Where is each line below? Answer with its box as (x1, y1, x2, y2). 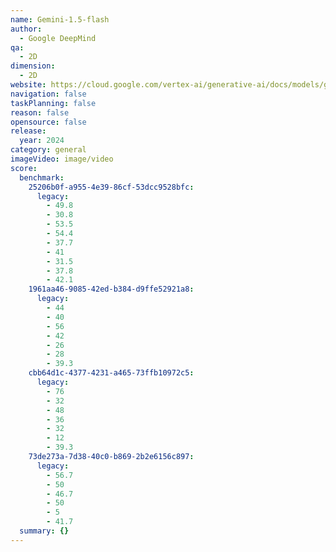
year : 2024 (19, 136, 65, 146)
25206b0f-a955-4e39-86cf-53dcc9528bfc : (28, 182, 195, 192)
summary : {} (19, 526, 70, 536)
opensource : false (10, 117, 87, 127)
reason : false (10, 107, 70, 118)
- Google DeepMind (19, 33, 97, 43)
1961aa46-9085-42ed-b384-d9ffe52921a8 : (28, 284, 195, 295)
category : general (10, 145, 87, 155)
